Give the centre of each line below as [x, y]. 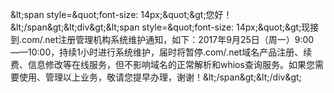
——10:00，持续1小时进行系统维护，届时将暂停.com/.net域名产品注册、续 [161, 52]
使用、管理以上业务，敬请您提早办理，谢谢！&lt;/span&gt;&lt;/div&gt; [160, 77]
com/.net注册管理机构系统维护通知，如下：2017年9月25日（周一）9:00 [168, 39]
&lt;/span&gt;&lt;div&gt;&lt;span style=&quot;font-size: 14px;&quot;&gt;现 [160, 27]
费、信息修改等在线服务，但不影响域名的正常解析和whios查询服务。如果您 [162, 64]
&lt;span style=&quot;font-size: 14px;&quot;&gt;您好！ [121, 14]
